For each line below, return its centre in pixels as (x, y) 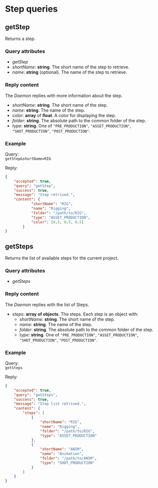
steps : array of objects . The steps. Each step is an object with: (75, 314)
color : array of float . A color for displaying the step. (64, 115)
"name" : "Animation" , (62, 454)
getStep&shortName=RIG (28, 159)
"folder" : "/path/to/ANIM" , (68, 458)
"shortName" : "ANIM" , (62, 449)
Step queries (31, 9)
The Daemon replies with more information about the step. (64, 96)
